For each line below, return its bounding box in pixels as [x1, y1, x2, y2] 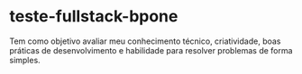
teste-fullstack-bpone [9, 6, 178, 27]
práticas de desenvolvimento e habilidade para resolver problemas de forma [9, 45, 293, 55]
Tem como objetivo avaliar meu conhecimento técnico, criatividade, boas [9, 36, 281, 46]
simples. [9, 54, 41, 65]
